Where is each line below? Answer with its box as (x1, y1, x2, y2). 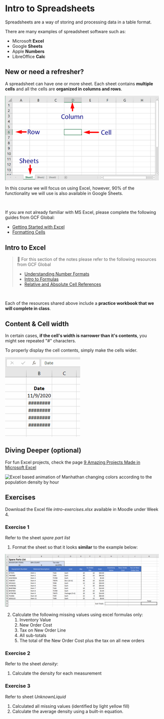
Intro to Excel (5, 243, 46, 252)
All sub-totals (19, 633, 46, 638)
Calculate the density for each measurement (12, 670, 102, 677)
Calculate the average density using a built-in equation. (12, 708, 123, 714)
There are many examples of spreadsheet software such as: (5, 28, 126, 34)
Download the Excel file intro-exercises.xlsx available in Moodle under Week (5, 506, 159, 512)
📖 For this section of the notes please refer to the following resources (17, 256, 157, 262)
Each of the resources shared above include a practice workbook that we (5, 300, 154, 306)
